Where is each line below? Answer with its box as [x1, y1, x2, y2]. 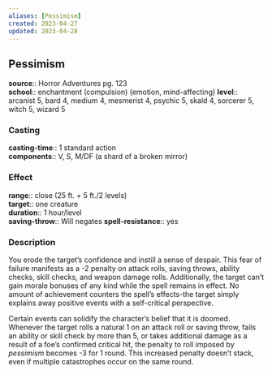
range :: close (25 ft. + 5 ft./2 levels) [8, 190, 127, 200]
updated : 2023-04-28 [8, 27, 79, 35]
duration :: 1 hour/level [8, 208, 83, 217]
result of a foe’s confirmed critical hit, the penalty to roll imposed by [8, 340, 235, 350]
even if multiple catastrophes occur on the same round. [8, 357, 194, 367]
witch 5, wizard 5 [8, 105, 66, 114]
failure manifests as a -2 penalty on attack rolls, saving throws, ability [8, 264, 240, 273]
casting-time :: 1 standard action [8, 143, 116, 153]
